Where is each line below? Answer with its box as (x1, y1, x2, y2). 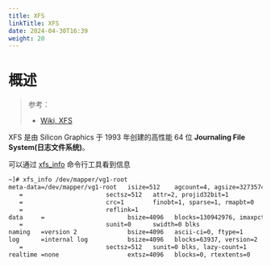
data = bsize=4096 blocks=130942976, (8, 213, 236, 222)
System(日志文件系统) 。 (8, 143, 90, 152)
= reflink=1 (19, 206, 139, 214)
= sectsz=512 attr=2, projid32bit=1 (19, 190, 229, 198)
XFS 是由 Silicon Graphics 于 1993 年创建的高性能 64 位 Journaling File (8, 132, 246, 142)
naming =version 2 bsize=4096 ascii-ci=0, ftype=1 (8, 228, 244, 236)
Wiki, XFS (40, 116, 73, 126)
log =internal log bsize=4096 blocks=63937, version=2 (8, 235, 258, 244)
